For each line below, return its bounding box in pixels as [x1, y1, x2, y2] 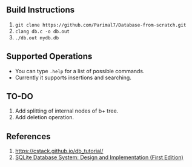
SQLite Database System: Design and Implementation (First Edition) [15, 154, 184, 161]
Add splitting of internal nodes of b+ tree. [15, 107, 119, 114]
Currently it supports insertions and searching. [15, 74, 131, 81]
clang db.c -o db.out [15, 28, 70, 34]
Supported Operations [6, 51, 93, 62]
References [6, 131, 51, 142]
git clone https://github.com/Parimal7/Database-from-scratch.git [15, 22, 187, 28]
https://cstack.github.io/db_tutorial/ [15, 148, 104, 155]
